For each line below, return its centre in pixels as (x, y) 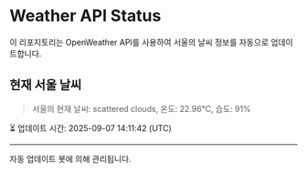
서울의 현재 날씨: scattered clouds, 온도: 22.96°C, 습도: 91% (141, 108)
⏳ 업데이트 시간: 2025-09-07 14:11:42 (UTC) (90, 127)
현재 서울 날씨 (46, 85)
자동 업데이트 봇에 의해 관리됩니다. (70, 158)
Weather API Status (85, 16)
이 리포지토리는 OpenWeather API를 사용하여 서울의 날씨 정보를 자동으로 (139, 42)
